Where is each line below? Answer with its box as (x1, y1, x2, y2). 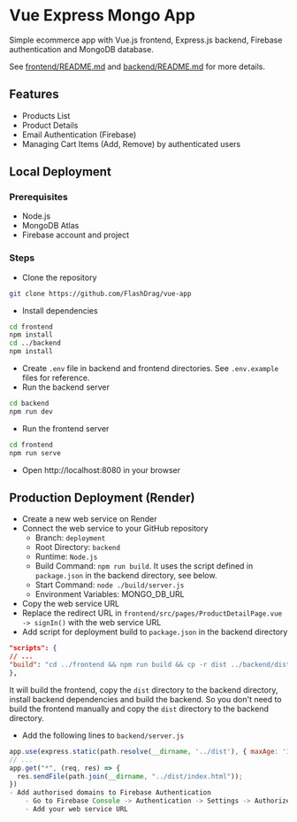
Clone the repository (21, 272, 97, 283)
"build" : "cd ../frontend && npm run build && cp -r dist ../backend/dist (9, 661, 291, 670)
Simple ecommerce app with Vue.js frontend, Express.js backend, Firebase (9, 35, 283, 45)
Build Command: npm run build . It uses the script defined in (34, 561, 254, 571)
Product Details (21, 120, 79, 130)
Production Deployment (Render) (9, 491, 195, 505)
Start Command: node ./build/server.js (34, 579, 185, 590)
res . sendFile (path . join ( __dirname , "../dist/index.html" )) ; (17, 772, 243, 780)
